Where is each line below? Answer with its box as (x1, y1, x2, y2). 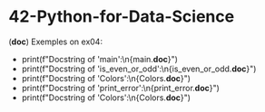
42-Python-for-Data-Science (8, 6, 235, 27)
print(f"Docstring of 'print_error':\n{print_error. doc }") (21, 82, 220, 93)
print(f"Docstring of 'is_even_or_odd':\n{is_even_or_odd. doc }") (21, 63, 257, 74)
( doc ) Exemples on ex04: (8, 36, 103, 47)
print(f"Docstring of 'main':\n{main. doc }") (21, 53, 179, 64)
